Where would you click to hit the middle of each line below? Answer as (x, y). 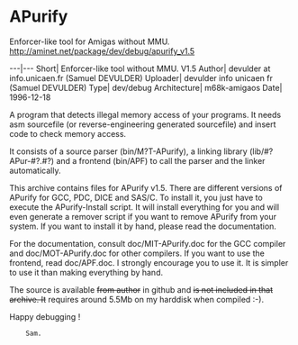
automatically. (35, 170)
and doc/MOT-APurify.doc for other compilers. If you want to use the (137, 253)
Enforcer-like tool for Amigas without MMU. (90, 41)
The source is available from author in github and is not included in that (141, 289)
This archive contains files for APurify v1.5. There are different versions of (146, 187)
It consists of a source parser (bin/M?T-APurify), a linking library (128, 151)
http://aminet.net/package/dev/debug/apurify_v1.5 (102, 50)
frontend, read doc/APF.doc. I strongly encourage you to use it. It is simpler (149, 262)
